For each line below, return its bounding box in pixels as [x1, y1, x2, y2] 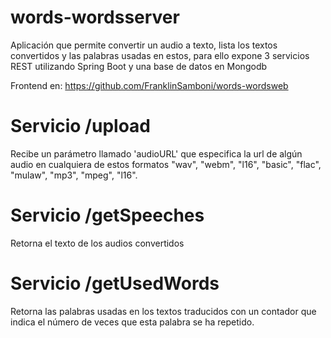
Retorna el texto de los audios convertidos [10, 237, 185, 249]
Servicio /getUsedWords [10, 272, 220, 295]
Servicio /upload [10, 115, 151, 138]
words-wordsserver [10, 6, 180, 29]
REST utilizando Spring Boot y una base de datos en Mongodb [10, 60, 268, 72]
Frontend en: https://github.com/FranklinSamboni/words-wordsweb [10, 79, 289, 91]
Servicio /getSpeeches [10, 204, 205, 227]
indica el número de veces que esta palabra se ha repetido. [10, 316, 255, 328]
